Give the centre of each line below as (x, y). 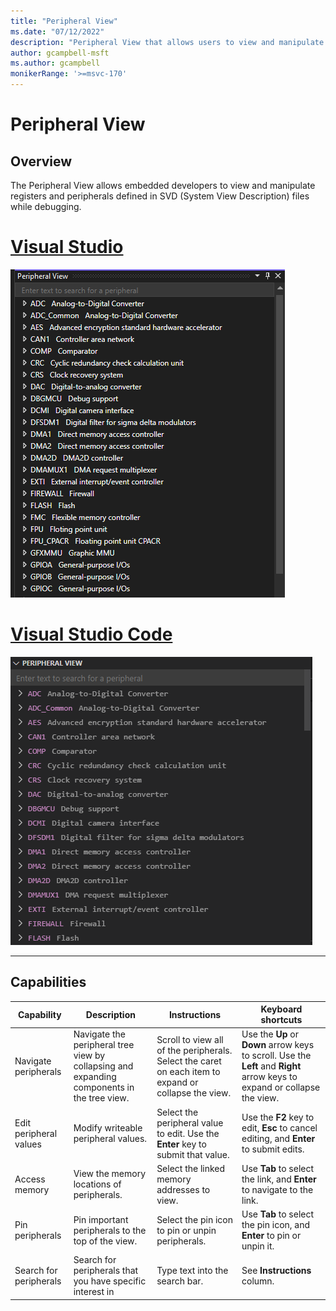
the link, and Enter (279, 1179)
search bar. (180, 1281)
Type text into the (192, 1271)
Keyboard (281, 1009)
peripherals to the (110, 1230)
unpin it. (258, 1246)
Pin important (101, 1219)
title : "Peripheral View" (64, 21)
